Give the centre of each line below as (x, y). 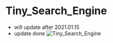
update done (29, 33)
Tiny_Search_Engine (56, 11)
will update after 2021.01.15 (47, 27)
